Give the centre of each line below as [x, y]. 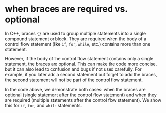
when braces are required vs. [66, 9]
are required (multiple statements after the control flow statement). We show [83, 100]
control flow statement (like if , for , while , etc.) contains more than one [78, 44]
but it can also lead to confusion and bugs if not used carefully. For [74, 69]
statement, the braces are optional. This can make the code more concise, [81, 64]
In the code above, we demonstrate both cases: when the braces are [75, 89]
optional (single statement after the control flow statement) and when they [81, 95]
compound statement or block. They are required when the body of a [76, 39]
